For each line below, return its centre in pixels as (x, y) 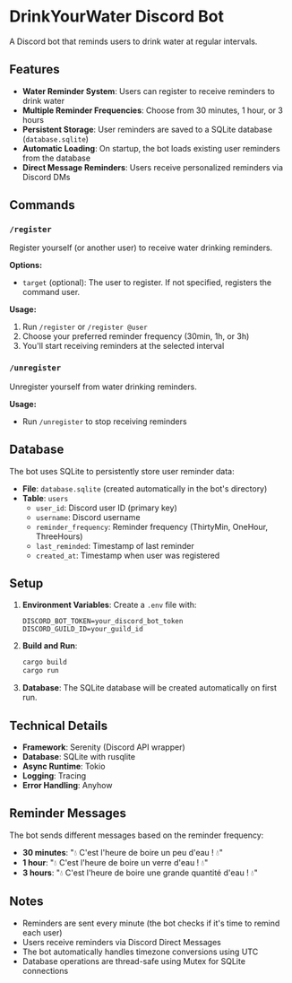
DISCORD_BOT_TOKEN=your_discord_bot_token (103, 622)
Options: (26, 265)
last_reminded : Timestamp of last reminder (115, 545)
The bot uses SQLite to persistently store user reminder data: (122, 471)
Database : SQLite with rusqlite (79, 756)
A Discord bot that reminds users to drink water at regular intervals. (133, 41)
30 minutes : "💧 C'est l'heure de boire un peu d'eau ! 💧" (123, 852)
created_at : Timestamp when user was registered (128, 555)
